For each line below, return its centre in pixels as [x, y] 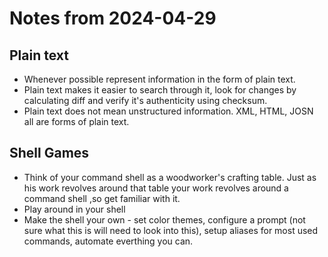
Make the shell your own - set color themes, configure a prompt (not [164, 219]
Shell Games [49, 153]
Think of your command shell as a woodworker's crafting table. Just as [170, 177]
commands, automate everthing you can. [108, 241]
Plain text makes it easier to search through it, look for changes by [160, 90]
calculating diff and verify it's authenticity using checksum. [145, 100]
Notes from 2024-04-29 [113, 18]
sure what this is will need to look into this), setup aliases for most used [171, 230]
